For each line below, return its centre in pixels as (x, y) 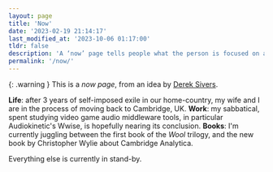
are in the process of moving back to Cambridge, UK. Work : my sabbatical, (134, 108)
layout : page (30, 16)
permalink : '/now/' (41, 62)
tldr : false (28, 46)
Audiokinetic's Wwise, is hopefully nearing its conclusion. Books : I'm (124, 126)
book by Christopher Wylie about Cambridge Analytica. (101, 143)
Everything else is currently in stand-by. (75, 158)
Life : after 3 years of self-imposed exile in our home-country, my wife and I (134, 100)
